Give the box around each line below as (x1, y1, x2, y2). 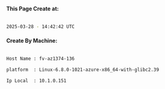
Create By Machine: (6, 37, 58, 44)
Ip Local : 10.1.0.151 (6, 78, 67, 84)
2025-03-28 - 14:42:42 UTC (6, 24, 75, 30)
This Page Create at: (6, 5, 59, 12)
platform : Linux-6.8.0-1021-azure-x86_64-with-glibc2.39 (6, 67, 160, 73)
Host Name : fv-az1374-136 (6, 55, 75, 62)
